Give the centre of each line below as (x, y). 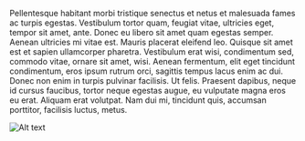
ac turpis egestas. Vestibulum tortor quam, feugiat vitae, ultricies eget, (142, 23)
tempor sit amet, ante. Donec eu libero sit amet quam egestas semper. (142, 32)
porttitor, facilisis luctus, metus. (68, 110)
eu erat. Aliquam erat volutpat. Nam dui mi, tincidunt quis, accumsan (138, 100)
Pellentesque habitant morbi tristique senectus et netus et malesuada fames (152, 13)
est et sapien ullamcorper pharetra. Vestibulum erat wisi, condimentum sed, (152, 52)
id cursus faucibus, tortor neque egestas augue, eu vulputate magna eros (147, 91)
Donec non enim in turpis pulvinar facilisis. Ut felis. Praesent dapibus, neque (153, 81)
